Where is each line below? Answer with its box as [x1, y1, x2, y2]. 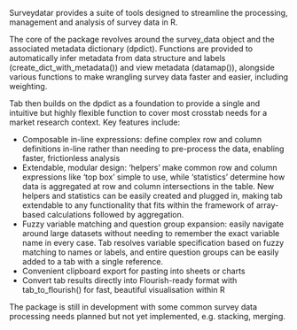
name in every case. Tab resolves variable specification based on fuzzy [21, 238, 285, 248]
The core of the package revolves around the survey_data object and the [9, 35, 275, 44]
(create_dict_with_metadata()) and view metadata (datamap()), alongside [9, 62, 275, 73]
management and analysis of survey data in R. [9, 17, 178, 27]
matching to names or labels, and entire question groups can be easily [21, 247, 279, 257]
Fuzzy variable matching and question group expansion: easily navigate [21, 219, 285, 229]
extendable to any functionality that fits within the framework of [21, 200, 254, 211]
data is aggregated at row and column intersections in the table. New [21, 181, 275, 191]
